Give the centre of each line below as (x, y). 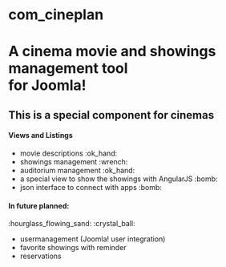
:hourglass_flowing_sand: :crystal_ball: (72, 224)
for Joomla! (47, 85)
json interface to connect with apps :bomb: (91, 187)
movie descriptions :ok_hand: (69, 153)
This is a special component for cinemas (111, 115)
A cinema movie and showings (112, 52)
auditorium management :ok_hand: (77, 170)
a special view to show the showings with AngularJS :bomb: (119, 179)
